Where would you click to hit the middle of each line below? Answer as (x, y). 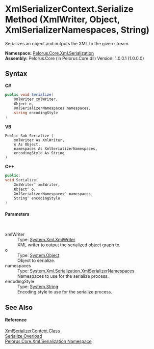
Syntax (16, 74)
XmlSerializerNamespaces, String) (77, 30)
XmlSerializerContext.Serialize (69, 9)
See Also (19, 307)
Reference (16, 320)
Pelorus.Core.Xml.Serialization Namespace (48, 341)
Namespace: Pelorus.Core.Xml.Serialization (50, 53)
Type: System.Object (38, 255)
